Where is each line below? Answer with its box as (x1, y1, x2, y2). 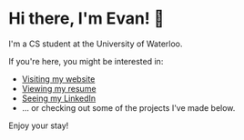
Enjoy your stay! (8, 120, 69, 131)
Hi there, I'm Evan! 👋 (8, 8, 165, 29)
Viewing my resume (21, 83, 97, 94)
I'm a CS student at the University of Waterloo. (8, 38, 183, 49)
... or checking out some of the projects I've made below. (21, 102, 236, 113)
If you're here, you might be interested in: (8, 55, 164, 66)
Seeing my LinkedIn (21, 93, 97, 104)
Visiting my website (21, 73, 96, 85)
